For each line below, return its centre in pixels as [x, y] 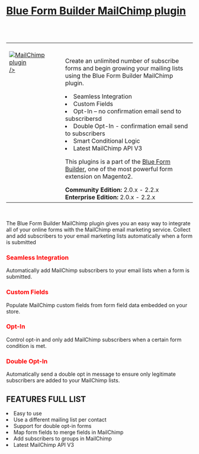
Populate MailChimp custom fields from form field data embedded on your [97, 305]
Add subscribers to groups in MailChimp [63, 438]
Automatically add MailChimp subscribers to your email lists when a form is [98, 270]
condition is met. [26, 346]
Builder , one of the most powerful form [119, 169]
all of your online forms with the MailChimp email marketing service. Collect [98, 229]
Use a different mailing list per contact [60, 420]
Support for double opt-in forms [53, 426]
